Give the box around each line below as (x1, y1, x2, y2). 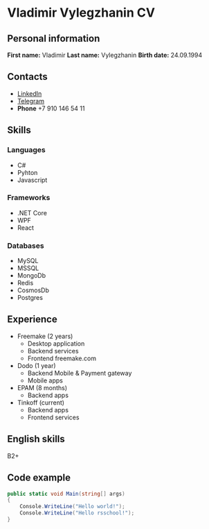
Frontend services (27, 413, 80, 421)
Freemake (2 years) (17, 332, 73, 340)
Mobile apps (27, 376, 64, 385)
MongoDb (17, 271, 46, 280)
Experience (7, 314, 57, 326)
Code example (7, 472, 71, 484)
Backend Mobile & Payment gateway (27, 369, 132, 377)
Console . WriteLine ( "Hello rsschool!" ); (19, 510, 135, 517)
